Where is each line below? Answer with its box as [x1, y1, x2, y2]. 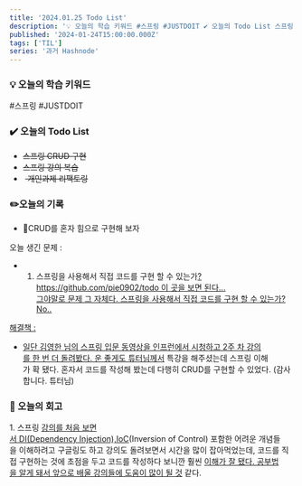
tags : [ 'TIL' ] [9, 38, 63, 48]
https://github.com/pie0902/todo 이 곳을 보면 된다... [35, 282, 226, 294]
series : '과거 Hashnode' [9, 47, 99, 56]
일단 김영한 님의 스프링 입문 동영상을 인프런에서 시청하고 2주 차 [22, 341, 245, 352]
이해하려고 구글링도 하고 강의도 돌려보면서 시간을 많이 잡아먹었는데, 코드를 [18, 444, 280, 456]
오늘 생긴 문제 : [9, 242, 63, 253]
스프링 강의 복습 [22, 162, 79, 173]
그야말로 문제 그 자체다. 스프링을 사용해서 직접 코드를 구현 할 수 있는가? [35, 294, 287, 304]
